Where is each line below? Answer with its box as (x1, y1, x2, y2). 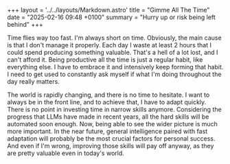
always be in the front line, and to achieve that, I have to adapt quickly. (7, 98, 207, 106)
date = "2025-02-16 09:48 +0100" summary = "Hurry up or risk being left (7, 13, 216, 21)
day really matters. (7, 78, 60, 85)
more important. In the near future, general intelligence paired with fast (7, 127, 208, 135)
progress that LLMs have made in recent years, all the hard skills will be (7, 113, 209, 121)
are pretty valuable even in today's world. (7, 149, 125, 157)
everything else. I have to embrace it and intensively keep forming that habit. (7, 63, 224, 71)
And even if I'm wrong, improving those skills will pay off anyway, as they (7, 142, 214, 150)
